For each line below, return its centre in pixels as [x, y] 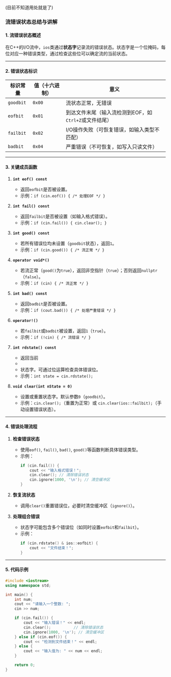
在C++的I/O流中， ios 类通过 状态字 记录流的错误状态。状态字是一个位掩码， [83, 47]
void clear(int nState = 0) [42, 386]
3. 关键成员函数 [21, 167]
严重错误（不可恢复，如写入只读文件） [112, 147]
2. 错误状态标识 [21, 71]
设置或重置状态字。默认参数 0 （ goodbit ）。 [64, 396]
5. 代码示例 [17, 570]
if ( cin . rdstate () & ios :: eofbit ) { [59, 543]
